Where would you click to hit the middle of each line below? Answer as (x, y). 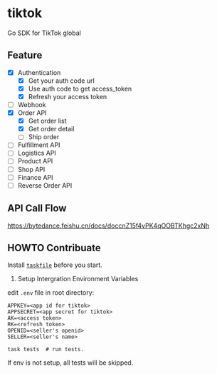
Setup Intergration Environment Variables (78, 279)
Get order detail (51, 129)
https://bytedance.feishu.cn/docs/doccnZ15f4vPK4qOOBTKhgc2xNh (108, 226)
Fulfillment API (39, 145)
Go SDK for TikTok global (44, 33)
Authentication (39, 72)
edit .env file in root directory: (51, 293)
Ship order (44, 137)
